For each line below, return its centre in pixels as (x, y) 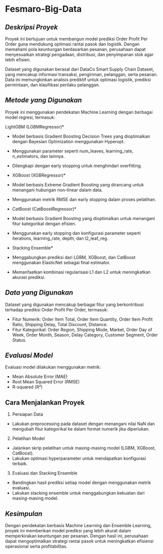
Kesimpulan (24, 514)
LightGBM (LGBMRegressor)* (35, 126)
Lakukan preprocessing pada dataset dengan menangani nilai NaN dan (83, 424)
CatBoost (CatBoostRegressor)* (44, 209)
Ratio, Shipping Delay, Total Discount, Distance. (60, 324)
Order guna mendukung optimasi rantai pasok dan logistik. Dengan (72, 44)
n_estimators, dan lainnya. (38, 156)
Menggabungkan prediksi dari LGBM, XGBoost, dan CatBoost (74, 257)
